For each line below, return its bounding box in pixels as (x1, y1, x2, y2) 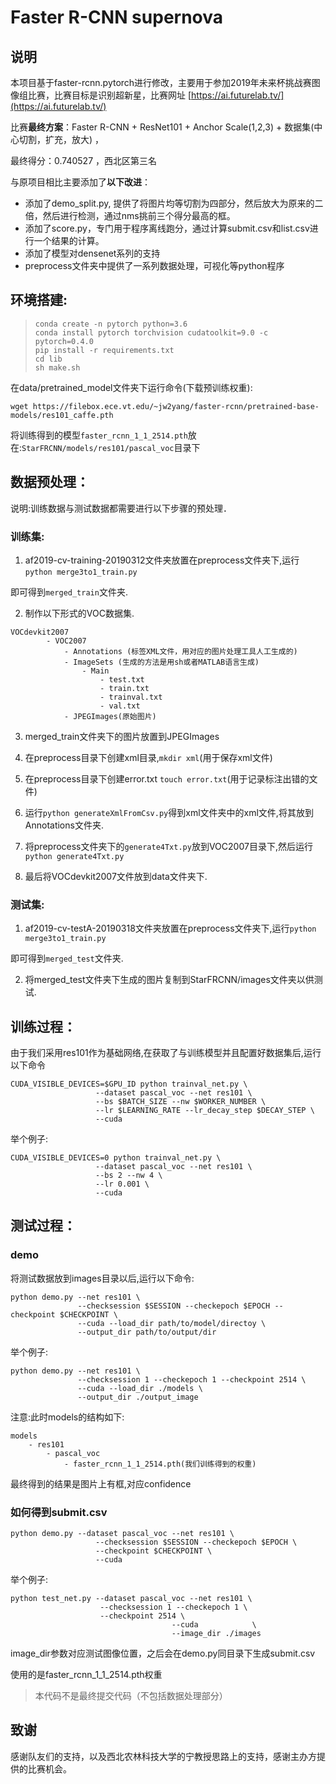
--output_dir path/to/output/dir (77, 1327, 217, 1337)
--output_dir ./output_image (77, 1392, 199, 1402)
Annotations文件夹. (24, 819, 104, 831)
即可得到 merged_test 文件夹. (10, 952, 124, 965)
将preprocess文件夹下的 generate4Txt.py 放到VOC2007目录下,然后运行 (24, 840, 313, 852)
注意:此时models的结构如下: (10, 1411, 125, 1423)
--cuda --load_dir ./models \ (77, 1383, 203, 1393)
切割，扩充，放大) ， (18, 134, 105, 145)
